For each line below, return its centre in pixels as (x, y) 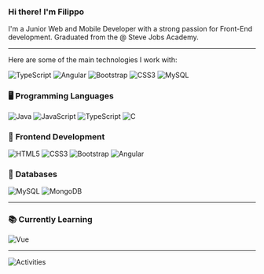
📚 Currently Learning (50, 220)
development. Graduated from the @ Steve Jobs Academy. (103, 37)
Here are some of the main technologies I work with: (93, 60)
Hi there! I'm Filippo (46, 12)
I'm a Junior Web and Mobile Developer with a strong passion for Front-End (130, 29)
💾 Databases (33, 174)
